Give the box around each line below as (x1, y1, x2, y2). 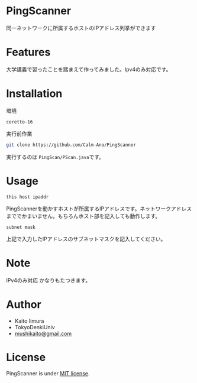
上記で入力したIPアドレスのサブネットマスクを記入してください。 (6, 235, 166, 242)
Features (6, 46, 51, 59)
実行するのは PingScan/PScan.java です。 (6, 153, 105, 160)
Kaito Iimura (14, 317, 44, 324)
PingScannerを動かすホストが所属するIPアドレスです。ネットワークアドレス (6, 205, 192, 212)
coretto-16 (6, 119, 33, 125)
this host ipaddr (6, 194, 49, 200)
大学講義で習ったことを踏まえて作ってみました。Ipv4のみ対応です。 (6, 66, 172, 73)
